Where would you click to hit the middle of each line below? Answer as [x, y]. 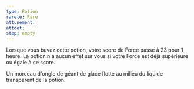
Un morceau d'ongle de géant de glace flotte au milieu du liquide [85, 74]
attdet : [16, 28]
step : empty [21, 33]
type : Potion [22, 11]
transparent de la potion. [36, 80]
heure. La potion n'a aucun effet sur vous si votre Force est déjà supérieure [97, 56]
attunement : [21, 22]
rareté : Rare [22, 17]
